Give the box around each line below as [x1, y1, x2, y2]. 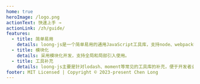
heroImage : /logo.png [6, 14, 60, 20]
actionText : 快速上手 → [6, 20, 61, 25]
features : [6, 31, 31, 37]
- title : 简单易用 [11, 36, 54, 42]
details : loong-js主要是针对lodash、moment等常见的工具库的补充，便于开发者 [17, 63, 192, 70]
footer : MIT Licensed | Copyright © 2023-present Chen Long [6, 69, 159, 75]
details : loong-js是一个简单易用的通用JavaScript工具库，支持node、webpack [17, 42, 193, 48]
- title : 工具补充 [11, 58, 54, 64]
